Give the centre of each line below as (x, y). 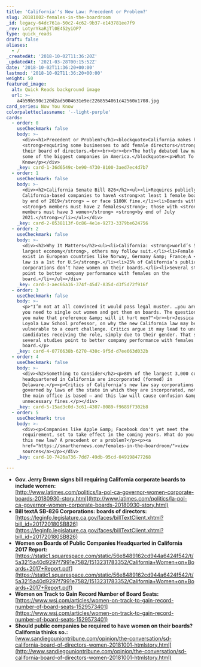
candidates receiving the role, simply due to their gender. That (106, 335)
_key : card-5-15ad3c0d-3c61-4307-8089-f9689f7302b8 (83, 407)
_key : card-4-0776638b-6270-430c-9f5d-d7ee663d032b (83, 351)
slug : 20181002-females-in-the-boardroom (59, 17)
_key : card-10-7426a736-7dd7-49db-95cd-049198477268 (84, 457)
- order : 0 (25, 123)
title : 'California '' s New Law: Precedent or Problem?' (77, 12)
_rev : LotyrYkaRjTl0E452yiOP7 (44, 28)
